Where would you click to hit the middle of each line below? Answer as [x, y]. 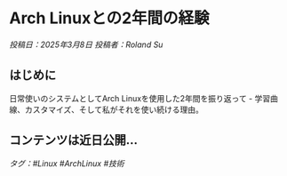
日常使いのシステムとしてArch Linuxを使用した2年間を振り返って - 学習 [140, 98]
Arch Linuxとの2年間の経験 [110, 18]
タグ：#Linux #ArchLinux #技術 [67, 163]
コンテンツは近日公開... [74, 140]
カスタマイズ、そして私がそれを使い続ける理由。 [114, 109]
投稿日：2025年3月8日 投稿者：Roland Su [86, 44]
